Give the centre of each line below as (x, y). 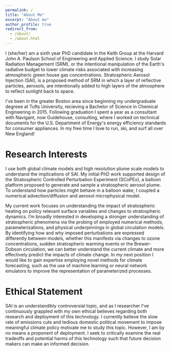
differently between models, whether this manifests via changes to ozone (83, 238)
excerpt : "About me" (27, 19)
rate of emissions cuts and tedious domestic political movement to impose (84, 322)
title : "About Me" (25, 15)
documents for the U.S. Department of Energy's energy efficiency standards (86, 123)
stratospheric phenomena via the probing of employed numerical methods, (84, 222)
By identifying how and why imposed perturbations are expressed (75, 233)
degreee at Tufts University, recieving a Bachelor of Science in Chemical (82, 106)
